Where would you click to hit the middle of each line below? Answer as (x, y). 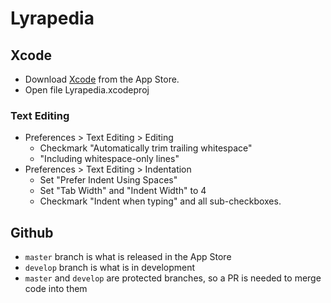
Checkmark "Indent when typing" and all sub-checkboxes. (160, 201)
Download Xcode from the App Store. (102, 79)
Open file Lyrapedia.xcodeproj (87, 90)
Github (32, 232)
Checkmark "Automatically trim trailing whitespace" (146, 148)
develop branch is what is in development (110, 268)
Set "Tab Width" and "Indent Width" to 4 (123, 191)
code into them (56, 289)
